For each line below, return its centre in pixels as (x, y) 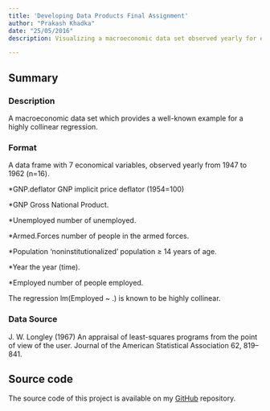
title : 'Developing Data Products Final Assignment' (98, 16)
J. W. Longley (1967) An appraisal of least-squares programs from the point (133, 337)
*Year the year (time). (44, 267)
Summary (33, 78)
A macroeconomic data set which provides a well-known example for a (126, 118)
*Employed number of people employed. (76, 283)
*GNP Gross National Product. (59, 205)
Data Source (33, 319)
